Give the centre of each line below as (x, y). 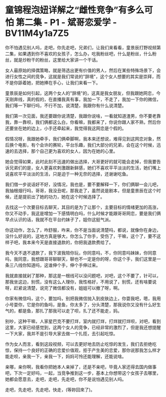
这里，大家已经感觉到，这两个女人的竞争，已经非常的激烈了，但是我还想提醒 (83, 327)
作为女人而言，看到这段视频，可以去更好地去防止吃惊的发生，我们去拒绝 (79, 344)
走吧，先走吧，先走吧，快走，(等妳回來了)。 (50, 390)
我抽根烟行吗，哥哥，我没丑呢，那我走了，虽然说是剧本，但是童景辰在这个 (81, 190)
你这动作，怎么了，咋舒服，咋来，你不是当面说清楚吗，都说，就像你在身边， (83, 230)
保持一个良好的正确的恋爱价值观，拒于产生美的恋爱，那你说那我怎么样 (85, 350)
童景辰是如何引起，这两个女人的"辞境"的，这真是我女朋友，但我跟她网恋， (81, 93)
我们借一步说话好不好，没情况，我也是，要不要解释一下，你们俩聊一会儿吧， (83, 184)
